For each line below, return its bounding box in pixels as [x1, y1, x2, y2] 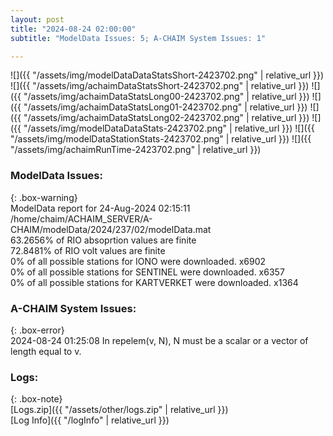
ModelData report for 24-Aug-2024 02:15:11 [10, 202, 191, 214]
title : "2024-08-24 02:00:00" [10, 24, 137, 34]
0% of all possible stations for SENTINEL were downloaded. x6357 [10, 266, 285, 278]
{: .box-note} [10, 393, 63, 405]
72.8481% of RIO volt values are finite [10, 244, 166, 256]
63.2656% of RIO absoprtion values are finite [10, 234, 197, 246]
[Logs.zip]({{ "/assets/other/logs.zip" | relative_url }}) [10, 404, 229, 416]
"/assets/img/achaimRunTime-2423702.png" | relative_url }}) [10, 144, 262, 156]
